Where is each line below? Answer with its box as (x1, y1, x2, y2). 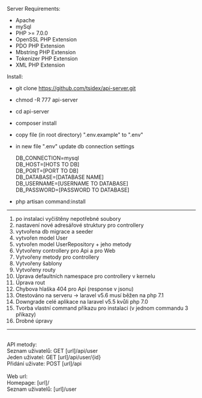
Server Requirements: (7, 5, 61, 12)
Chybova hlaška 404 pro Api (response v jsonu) (15, 285, 134, 292)
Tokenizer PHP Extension (15, 55, 79, 62)
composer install (15, 119, 57, 127)
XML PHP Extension (15, 61, 65, 68)
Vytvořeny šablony (15, 260, 62, 267)
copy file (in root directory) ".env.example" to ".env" (15, 131, 143, 138)
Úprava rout (15, 279, 46, 286)
